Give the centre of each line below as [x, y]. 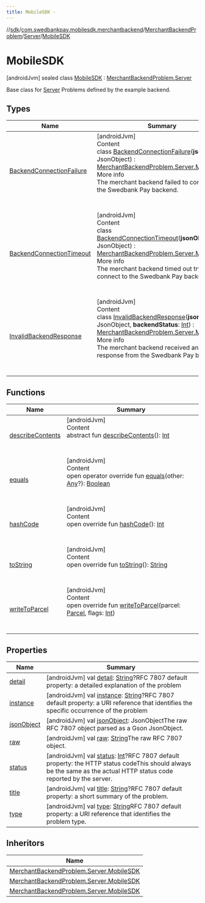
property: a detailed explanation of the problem [114, 685]
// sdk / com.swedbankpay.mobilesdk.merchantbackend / [76, 29]
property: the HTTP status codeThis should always [119, 763]
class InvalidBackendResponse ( [142, 317]
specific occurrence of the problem [97, 710]
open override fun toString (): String [117, 565]
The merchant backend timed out [144, 269]
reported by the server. [79, 779]
